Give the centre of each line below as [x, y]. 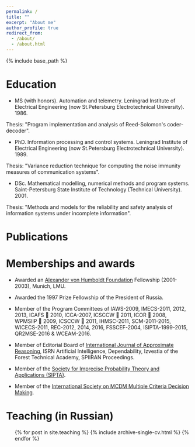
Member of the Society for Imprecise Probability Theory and [87, 369]
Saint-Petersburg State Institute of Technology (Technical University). [98, 189]
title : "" [18, 17]
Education [31, 85]
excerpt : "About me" [31, 22]
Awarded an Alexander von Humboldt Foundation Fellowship [87, 280]
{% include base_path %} [37, 61]
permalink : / [22, 11]
